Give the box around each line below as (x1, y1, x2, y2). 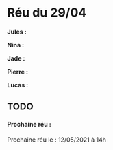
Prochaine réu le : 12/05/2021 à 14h (7, 136, 106, 144)
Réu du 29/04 (7, 5, 87, 21)
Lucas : (7, 81, 29, 89)
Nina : (7, 41, 25, 49)
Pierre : (7, 67, 29, 76)
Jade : (7, 54, 25, 63)
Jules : (7, 28, 27, 36)
